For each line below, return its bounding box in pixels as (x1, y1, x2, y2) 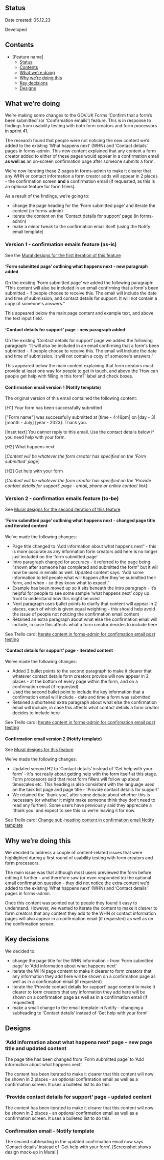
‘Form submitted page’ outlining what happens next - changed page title (5, 518, 156, 523)
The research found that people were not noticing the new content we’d (5, 138, 150, 144)
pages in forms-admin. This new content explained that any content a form (5, 148, 156, 154)
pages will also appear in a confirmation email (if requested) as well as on (5, 916, 153, 922)
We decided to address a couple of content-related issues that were (5, 850, 142, 856)
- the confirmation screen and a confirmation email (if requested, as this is (5, 178, 155, 184)
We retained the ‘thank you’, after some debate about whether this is (12, 792, 150, 798)
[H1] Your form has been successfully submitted (5, 405, 102, 411)
